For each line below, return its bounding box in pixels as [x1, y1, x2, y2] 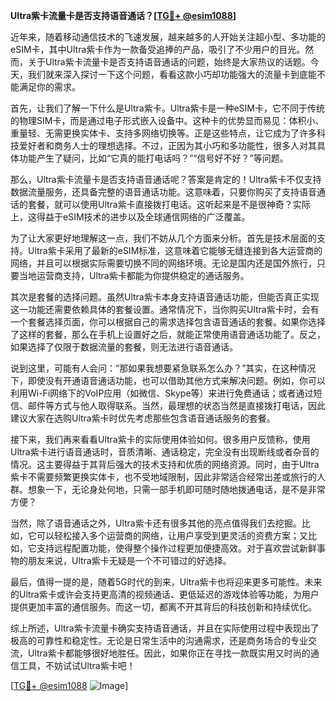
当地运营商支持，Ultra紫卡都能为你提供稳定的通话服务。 [18, 270, 250, 281]
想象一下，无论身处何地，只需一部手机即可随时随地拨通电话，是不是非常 [27, 484, 326, 495]
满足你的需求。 [18, 81, 81, 93]
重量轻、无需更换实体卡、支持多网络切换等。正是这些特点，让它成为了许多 [10, 127, 317, 139]
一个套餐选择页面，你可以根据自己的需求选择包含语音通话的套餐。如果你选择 [10, 316, 326, 328]
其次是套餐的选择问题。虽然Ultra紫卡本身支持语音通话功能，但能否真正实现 [10, 291, 320, 303]
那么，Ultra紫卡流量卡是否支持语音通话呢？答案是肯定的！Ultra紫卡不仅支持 [10, 174, 322, 185]
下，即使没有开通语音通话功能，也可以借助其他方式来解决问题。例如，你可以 [10, 375, 326, 386]
